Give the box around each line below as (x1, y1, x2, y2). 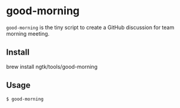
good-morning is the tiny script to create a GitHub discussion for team (6, 24, 175, 31)
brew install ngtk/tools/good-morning (6, 63, 98, 70)
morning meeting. (6, 30, 50, 37)
